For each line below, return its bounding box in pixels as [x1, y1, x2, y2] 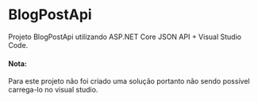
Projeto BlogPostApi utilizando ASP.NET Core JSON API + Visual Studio [8, 32, 242, 41]
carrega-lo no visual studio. [8, 85, 98, 95]
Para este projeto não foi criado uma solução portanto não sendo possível [8, 76, 250, 86]
